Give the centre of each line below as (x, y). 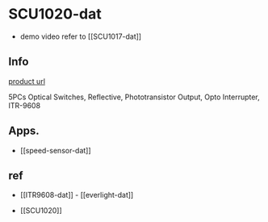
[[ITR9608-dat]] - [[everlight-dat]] (77, 195)
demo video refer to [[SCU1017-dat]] (81, 36)
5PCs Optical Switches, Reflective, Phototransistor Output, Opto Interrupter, (134, 97)
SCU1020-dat (55, 14)
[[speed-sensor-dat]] (55, 150)
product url (27, 81)
